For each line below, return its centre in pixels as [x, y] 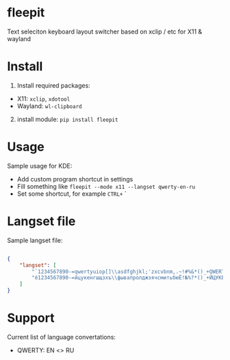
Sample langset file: [35, 240]
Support [31, 318]
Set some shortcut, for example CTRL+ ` [72, 194]
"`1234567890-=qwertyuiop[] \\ [75, 272]
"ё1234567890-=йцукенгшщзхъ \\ [75, 278]
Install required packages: [53, 85]
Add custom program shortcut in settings [75, 179]
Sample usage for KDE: [40, 166]
